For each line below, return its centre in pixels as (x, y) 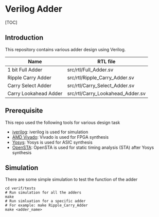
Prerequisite (24, 111)
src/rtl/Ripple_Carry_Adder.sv (101, 77)
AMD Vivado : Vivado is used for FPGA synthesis (60, 137)
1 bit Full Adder (25, 70)
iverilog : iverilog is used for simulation (50, 132)
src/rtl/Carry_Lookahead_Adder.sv (106, 93)
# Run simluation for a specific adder (45, 201)
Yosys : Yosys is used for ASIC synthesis (52, 142)
